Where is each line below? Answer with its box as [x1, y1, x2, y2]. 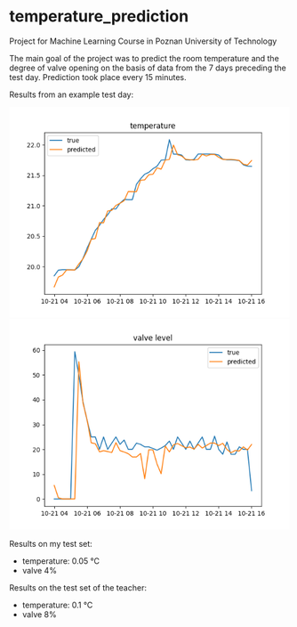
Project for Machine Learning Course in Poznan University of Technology [9, 36, 277, 46]
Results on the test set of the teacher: [9, 582, 147, 593]
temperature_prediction [9, 6, 189, 27]
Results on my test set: [9, 538, 93, 549]
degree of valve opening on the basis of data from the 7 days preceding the [9, 62, 286, 73]
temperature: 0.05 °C [21, 555, 100, 566]
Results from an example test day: [9, 89, 134, 100]
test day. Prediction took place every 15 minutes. [9, 71, 187, 82]
